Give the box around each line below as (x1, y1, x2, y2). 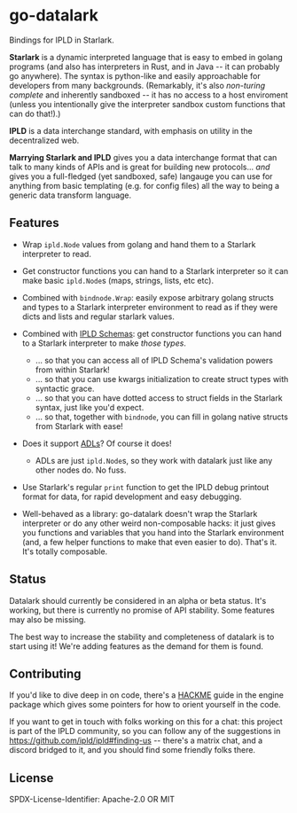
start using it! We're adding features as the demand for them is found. (9, 640, 264, 652)
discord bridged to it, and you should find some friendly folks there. (9, 745, 255, 755)
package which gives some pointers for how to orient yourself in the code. (9, 700, 281, 710)
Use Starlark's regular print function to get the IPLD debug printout (21, 481, 270, 492)
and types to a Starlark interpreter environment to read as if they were (21, 301, 278, 312)
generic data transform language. (9, 190, 132, 200)
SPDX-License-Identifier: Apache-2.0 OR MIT (9, 794, 176, 805)
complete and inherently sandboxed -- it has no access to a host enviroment (9, 90, 288, 100)
